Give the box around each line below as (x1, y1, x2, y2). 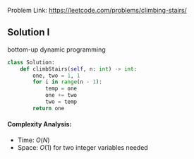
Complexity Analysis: (7, 120, 72, 129)
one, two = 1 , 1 (32, 72, 80, 79)
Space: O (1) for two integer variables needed (17, 143, 148, 152)
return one (32, 105, 65, 112)
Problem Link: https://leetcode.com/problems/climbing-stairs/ (7, 6, 187, 14)
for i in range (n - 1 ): (32, 78, 102, 86)
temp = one (44, 85, 78, 93)
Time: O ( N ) (17, 136, 51, 144)
